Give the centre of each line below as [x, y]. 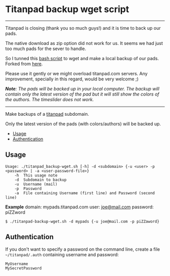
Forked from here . [24, 64]
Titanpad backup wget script [67, 9]
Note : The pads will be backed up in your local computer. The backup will [82, 88]
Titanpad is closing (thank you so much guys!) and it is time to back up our [83, 28]
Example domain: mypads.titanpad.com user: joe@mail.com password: [79, 207]
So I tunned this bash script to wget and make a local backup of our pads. [82, 58]
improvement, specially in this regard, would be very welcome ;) [72, 79]
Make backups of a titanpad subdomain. [47, 114]
